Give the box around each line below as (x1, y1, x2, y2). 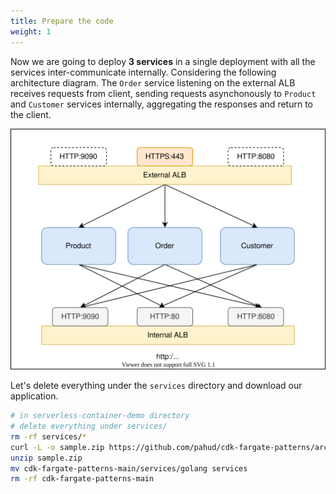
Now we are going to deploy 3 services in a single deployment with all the (10, 55, 316, 67)
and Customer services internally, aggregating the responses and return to (10, 98, 313, 110)
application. (10, 390, 59, 402)
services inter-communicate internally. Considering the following (10, 66, 277, 78)
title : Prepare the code (10, 16, 114, 26)
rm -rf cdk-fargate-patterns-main (10, 474, 155, 484)
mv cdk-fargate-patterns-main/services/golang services (10, 463, 248, 474)
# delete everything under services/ (10, 421, 168, 432)
